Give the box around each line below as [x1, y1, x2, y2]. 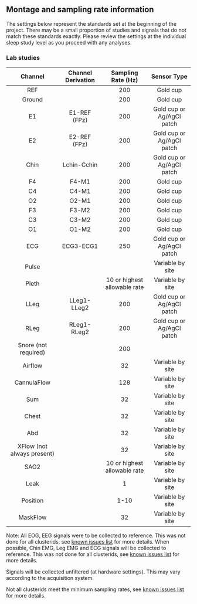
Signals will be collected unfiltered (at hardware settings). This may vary [6, 568, 181, 575]
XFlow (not [17, 442, 48, 450]
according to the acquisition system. [6, 575, 94, 582]
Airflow [22, 362, 43, 370]
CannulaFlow [14, 378, 51, 386]
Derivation [65, 76, 95, 84]
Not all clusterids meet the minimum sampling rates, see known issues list [6, 586, 185, 593]
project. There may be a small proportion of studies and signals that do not [6, 26, 186, 33]
